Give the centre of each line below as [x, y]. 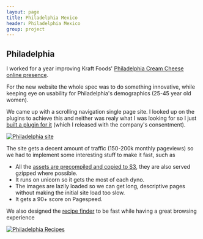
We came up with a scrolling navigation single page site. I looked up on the [100, 112]
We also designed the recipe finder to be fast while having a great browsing [102, 211]
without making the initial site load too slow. [70, 193]
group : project [26, 29]
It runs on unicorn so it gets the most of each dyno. [80, 180]
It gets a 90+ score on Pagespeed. [59, 199]
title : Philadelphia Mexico [42, 18]
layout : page [23, 12]
